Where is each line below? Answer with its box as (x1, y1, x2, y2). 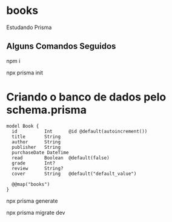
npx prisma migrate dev (6, 209, 65, 216)
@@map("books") (12, 181, 50, 188)
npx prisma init (6, 69, 44, 76)
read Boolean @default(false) (12, 155, 110, 161)
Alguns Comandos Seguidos (6, 41, 116, 51)
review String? (12, 165, 64, 171)
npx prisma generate (6, 197, 58, 204)
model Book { (6, 123, 39, 129)
